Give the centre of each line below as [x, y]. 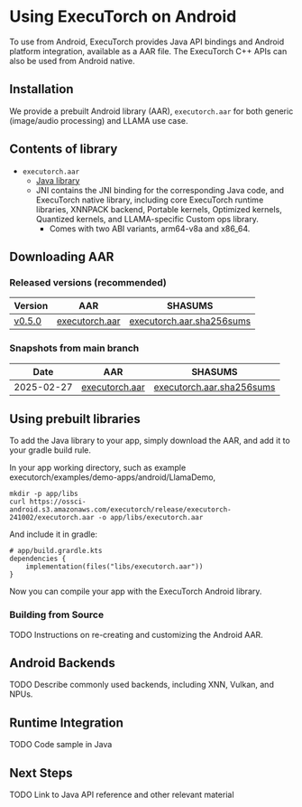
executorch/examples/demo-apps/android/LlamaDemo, [113, 477]
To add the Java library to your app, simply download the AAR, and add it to [150, 441]
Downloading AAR [62, 256]
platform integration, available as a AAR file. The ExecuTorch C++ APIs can [148, 51]
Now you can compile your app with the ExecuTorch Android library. [136, 591]
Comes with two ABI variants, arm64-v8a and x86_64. [150, 229]
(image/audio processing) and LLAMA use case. [99, 120]
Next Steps [41, 773]
